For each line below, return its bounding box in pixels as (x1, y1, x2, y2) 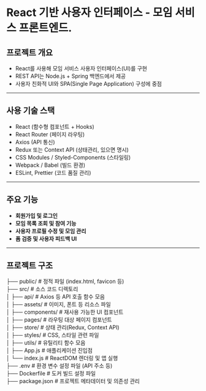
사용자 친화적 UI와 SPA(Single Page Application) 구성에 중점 (15, 80, 162, 87)
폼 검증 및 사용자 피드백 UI (15, 234, 77, 242)
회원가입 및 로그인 (15, 212, 58, 219)
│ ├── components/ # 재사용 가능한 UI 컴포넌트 (6, 308, 124, 316)
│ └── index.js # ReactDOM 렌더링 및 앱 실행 (6, 354, 118, 362)
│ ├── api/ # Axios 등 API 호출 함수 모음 (6, 293, 105, 301)
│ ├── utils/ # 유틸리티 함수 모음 (6, 339, 86, 347)
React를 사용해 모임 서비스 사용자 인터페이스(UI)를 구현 (15, 65, 147, 72)
